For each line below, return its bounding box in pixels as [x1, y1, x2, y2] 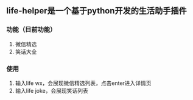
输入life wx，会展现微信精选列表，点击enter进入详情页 [15, 79, 152, 87]
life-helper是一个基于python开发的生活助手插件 [6, 5, 187, 16]
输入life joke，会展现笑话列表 [15, 87, 88, 94]
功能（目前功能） [6, 25, 57, 34]
